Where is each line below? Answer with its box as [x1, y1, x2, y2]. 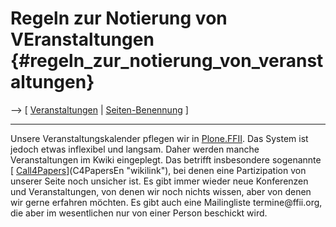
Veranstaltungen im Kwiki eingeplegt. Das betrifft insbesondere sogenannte [10, 153, 322, 166]
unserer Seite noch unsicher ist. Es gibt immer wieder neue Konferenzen [10, 175, 309, 187]
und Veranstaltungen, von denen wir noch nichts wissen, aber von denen [10, 185, 312, 197]
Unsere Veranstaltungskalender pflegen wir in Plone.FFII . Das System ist [10, 132, 309, 144]
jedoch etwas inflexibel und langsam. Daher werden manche [10, 143, 260, 155]
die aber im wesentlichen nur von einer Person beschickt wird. [10, 207, 268, 219]
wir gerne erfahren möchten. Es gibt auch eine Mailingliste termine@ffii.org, [10, 196, 323, 208]
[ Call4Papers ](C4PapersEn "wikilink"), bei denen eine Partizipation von [10, 164, 307, 176]
